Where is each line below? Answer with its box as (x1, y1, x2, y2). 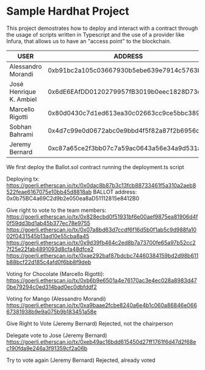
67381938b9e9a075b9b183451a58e (6, 308, 97, 315)
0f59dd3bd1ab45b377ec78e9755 (6, 219, 90, 227)
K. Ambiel (9, 95, 37, 103)
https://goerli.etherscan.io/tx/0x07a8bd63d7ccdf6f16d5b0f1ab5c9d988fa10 (6, 226, 197, 233)
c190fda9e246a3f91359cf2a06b (6, 344, 88, 352)
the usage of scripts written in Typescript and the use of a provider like (6, 31, 185, 38)
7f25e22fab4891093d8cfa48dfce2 (6, 245, 94, 253)
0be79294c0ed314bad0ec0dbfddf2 (6, 283, 97, 291)
